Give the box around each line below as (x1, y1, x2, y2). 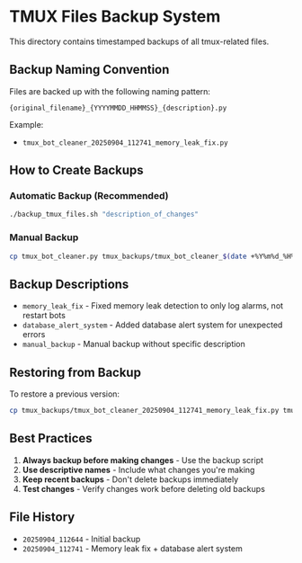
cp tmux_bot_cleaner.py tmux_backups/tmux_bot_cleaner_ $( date (9, 252, 247, 261)
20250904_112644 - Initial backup (22, 533, 141, 544)
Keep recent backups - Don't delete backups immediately (22, 474, 239, 485)
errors (22, 329, 46, 340)
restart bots (22, 310, 66, 321)
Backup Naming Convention (9, 62, 170, 77)
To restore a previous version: (9, 389, 120, 399)
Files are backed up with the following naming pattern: (9, 85, 211, 96)
